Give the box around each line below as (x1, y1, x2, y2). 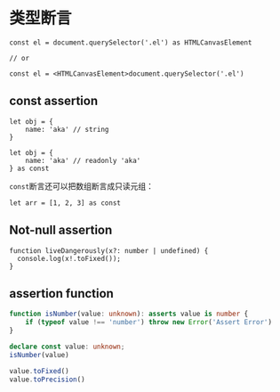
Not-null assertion (9, 223, 113, 238)
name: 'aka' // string (25, 125, 109, 134)
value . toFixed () (9, 366, 69, 375)
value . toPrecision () (9, 375, 86, 384)
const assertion (9, 94, 99, 109)
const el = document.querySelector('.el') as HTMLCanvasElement (9, 37, 252, 47)
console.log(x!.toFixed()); (17, 254, 122, 263)
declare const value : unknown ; (9, 342, 125, 351)
